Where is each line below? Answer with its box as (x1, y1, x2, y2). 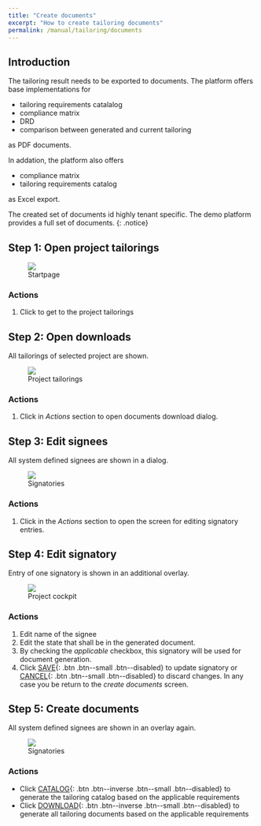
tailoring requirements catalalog (19, 100, 123, 110)
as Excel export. (8, 195, 61, 204)
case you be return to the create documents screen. (19, 679, 189, 689)
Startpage (28, 270, 61, 279)
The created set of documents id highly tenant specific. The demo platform (8, 210, 252, 219)
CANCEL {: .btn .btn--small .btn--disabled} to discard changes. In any (19, 671, 244, 680)
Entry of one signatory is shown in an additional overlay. (8, 568, 190, 578)
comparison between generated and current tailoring (19, 125, 192, 135)
